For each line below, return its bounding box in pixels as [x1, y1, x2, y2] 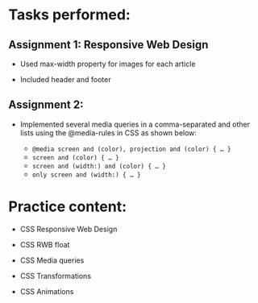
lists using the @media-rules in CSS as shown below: [19, 127, 198, 138]
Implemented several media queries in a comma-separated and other [19, 119, 251, 129]
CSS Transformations [19, 271, 91, 280]
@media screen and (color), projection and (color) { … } [31, 145, 231, 153]
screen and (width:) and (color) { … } [31, 162, 167, 170]
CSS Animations [19, 286, 74, 296]
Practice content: [8, 197, 127, 215]
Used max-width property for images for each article [19, 59, 196, 68]
